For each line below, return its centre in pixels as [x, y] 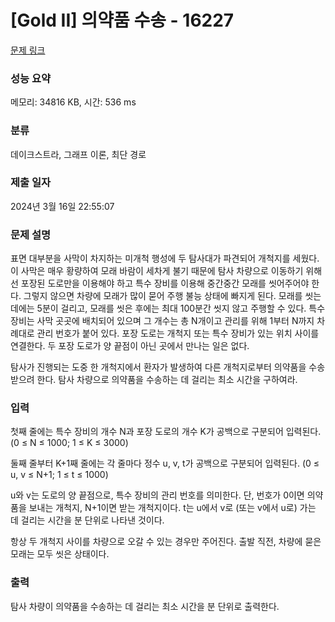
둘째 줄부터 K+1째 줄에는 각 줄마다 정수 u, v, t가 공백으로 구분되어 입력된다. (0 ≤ [165, 463]
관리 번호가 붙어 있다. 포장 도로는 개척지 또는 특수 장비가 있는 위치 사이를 [178, 333]
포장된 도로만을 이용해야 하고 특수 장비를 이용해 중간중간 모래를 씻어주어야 [165, 283]
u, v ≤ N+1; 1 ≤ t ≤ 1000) [59, 475]
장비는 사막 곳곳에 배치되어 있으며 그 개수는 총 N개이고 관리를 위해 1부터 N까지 [162, 321]
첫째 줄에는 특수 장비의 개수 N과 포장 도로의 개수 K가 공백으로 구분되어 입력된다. [166, 432]
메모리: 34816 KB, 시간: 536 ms [73, 102]
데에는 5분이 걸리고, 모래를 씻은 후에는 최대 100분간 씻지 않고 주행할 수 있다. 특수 [168, 308]
